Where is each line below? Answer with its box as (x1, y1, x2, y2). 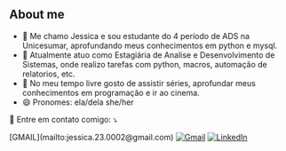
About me (9, 7, 65, 22)
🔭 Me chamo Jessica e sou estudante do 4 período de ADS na (21, 30, 250, 41)
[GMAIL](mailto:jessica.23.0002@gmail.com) (9, 131, 174, 142)
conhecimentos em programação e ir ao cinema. (21, 87, 200, 98)
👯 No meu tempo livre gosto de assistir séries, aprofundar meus (21, 77, 256, 88)
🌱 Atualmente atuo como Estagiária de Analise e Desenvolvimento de (21, 49, 275, 60)
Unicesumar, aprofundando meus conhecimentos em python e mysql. (21, 40, 278, 51)
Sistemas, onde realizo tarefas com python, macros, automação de (21, 59, 268, 69)
